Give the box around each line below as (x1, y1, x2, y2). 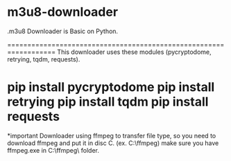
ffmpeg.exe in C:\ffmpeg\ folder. (7, 146, 99, 154)
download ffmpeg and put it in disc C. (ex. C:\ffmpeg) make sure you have (7, 139, 219, 147)
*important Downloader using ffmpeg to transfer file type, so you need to (7, 131, 216, 140)
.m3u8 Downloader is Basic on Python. (7, 27, 119, 35)
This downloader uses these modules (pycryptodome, (57, 48, 212, 56)
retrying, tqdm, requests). (7, 55, 80, 63)
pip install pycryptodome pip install (7, 79, 215, 95)
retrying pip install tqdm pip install (7, 94, 209, 110)
